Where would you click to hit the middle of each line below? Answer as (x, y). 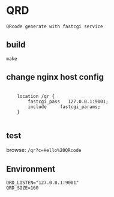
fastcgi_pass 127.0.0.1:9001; (68, 102)
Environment (31, 169)
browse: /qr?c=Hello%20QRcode (44, 150)
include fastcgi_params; (64, 107)
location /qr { (36, 96)
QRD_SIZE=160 (22, 188)
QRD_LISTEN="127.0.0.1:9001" (43, 183)
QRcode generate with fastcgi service (55, 26)
